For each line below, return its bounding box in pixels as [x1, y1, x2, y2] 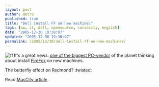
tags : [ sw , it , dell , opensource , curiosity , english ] [5, 25, 120, 30]
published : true [5, 16, 38, 21]
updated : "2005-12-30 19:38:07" [5, 35, 71, 40]
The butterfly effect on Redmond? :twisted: [5, 67, 92, 73]
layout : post [5, 7, 32, 12]
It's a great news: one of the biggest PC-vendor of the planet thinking [14, 52, 155, 58]
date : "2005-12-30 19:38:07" [5, 30, 65, 35]
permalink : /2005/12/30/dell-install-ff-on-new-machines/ [5, 39, 126, 44]
